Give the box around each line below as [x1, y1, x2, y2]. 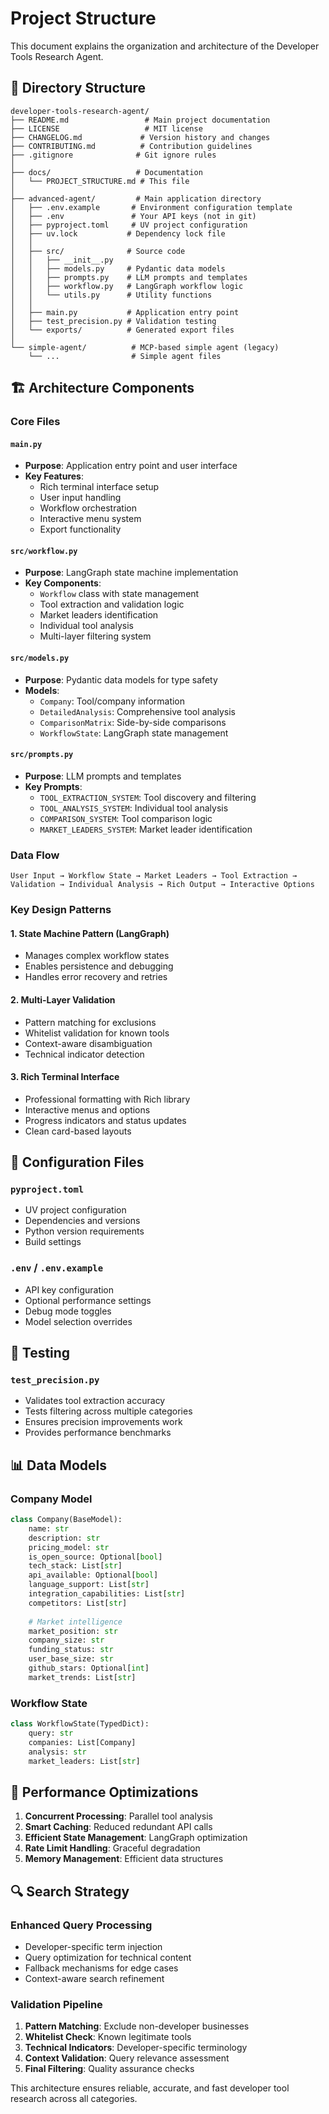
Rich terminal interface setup [39, 481, 160, 493]
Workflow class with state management [39, 588, 200, 600]
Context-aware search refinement [24, 1972, 165, 1984]
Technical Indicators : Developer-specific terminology [24, 2042, 248, 2054]
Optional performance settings [24, 1294, 152, 1306]
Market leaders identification [39, 609, 159, 621]
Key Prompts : [24, 780, 83, 792]
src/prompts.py [10, 750, 74, 760]
